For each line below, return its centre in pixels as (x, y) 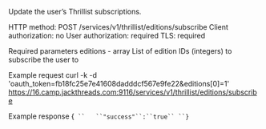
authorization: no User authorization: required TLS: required (107, 36)
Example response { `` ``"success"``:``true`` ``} (99, 116)
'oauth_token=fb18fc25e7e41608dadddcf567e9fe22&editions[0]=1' (119, 84)
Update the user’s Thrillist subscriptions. (75, 12)
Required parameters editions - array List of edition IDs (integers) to (120, 51)
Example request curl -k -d (53, 75)
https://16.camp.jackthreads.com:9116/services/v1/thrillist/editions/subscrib (133, 92)
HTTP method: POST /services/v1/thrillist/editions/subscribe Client (118, 27)
